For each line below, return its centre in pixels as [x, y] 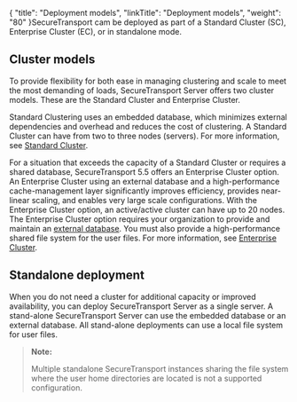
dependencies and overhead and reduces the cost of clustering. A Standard [148, 126]
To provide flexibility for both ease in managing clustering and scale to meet [148, 81]
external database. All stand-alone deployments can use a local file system [146, 325]
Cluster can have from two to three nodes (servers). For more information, [145, 136]
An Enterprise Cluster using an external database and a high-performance [145, 181]
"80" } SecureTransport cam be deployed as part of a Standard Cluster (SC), [148, 22]
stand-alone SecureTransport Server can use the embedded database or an [148, 315]
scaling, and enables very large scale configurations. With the [144, 200]
